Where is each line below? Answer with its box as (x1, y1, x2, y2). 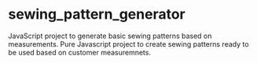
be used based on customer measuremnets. (8, 47, 152, 57)
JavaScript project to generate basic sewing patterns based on (8, 31, 212, 40)
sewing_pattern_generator (8, 5, 186, 23)
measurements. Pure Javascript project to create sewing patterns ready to (8, 39, 249, 48)
